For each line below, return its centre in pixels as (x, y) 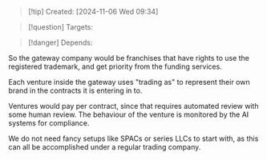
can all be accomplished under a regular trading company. (105, 147)
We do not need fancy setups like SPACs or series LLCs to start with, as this (133, 138)
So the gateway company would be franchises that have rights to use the (129, 58)
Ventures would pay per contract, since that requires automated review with (133, 106)
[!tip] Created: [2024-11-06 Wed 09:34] (93, 12)
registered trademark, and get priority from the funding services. (115, 66)
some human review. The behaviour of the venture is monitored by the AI (129, 114)
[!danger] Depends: (60, 42)
